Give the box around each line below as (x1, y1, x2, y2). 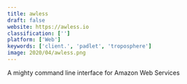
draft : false (7, 17, 46, 24)
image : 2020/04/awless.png (7, 50, 86, 57)
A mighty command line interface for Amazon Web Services (7, 68, 180, 77)
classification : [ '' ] (7, 29, 71, 37)
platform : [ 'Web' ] (7, 36, 61, 43)
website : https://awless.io (7, 23, 90, 30)
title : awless (7, 10, 49, 17)
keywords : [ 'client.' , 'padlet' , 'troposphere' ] (7, 43, 152, 50)
